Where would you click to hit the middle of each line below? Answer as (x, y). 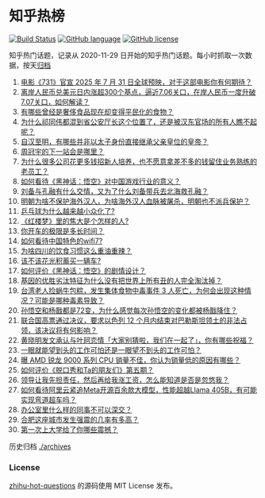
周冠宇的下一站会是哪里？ (62, 151)
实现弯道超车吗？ (48, 400)
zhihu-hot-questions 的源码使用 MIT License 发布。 (93, 486)
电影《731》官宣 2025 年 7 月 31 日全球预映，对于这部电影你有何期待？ (136, 82)
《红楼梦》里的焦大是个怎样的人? (75, 221)
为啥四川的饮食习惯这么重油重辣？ (76, 250)
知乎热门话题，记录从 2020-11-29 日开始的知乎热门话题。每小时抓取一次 (127, 55)
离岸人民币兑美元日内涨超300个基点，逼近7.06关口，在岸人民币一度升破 (138, 91)
